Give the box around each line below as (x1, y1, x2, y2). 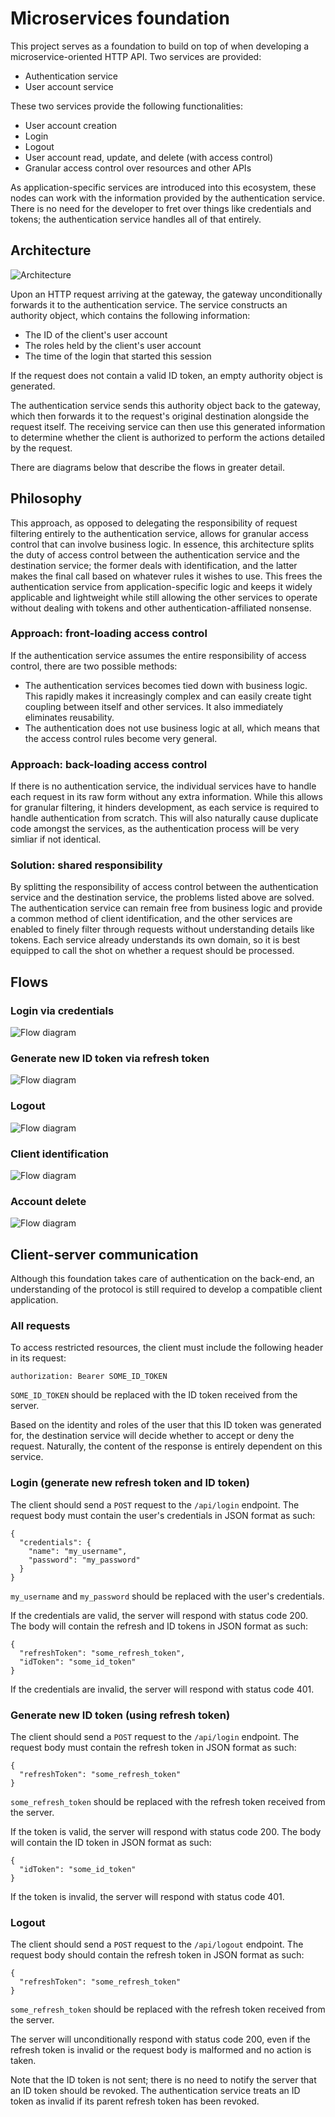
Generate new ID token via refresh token (10, 1052, 210, 1066)
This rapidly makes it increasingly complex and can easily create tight (24, 690, 312, 702)
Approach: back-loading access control (10, 757, 208, 771)
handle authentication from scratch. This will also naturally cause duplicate (10, 812, 319, 824)
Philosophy (10, 490, 83, 507)
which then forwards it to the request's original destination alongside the (10, 410, 310, 422)
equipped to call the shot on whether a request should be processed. (10, 945, 295, 957)
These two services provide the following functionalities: (10, 100, 243, 112)
